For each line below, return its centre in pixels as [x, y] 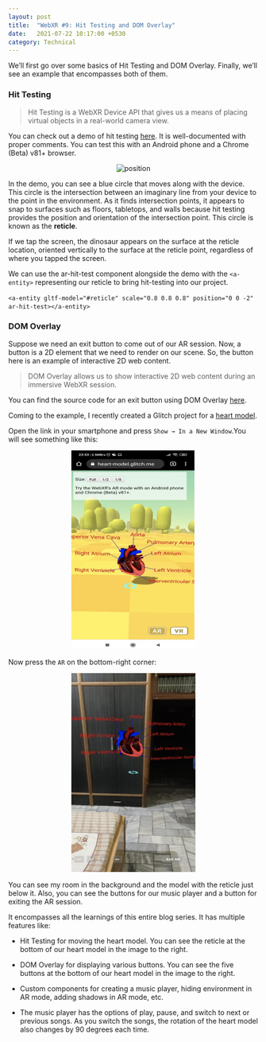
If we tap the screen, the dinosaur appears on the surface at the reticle [124, 241]
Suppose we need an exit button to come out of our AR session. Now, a [125, 344]
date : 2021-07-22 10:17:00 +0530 [67, 33]
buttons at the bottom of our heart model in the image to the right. [127, 973]
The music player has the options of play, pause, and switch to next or [135, 1012]
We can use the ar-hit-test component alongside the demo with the [118, 274]
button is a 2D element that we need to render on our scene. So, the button [131, 352]
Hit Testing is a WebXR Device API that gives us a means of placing [137, 112]
